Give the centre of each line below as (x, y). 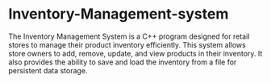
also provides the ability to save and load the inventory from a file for (123, 62)
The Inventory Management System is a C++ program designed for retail (129, 36)
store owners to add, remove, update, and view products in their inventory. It (135, 53)
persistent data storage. (48, 70)
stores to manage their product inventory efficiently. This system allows (127, 44)
